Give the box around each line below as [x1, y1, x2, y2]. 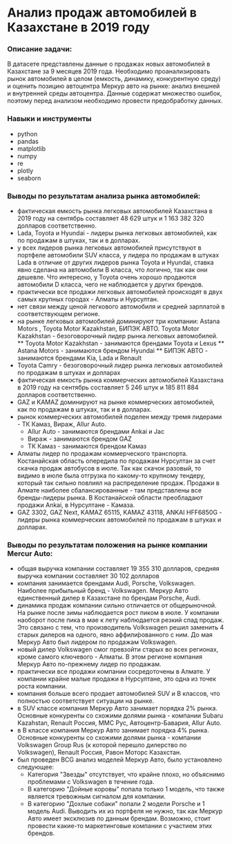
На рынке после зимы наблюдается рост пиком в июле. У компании [17, 609, 220, 617]
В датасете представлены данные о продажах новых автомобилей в [7, 60, 211, 68]
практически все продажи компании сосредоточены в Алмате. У [17, 668, 211, 676]
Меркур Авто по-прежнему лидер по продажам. [17, 660, 162, 668]
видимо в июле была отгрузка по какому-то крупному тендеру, [17, 472, 206, 480]
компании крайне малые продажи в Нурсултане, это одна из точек [17, 675, 216, 683]
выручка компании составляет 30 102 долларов [17, 572, 160, 580]
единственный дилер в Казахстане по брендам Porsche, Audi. [17, 594, 201, 603]
